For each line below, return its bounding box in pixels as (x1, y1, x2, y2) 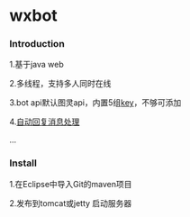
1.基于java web (9, 59, 65, 70)
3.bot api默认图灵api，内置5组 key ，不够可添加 (9, 97, 182, 108)
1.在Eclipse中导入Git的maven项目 (9, 178, 132, 189)
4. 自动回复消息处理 (9, 116, 80, 127)
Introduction (9, 38, 65, 50)
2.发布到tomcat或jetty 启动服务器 (9, 197, 132, 208)
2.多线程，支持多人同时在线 (9, 78, 112, 89)
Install (9, 157, 38, 169)
